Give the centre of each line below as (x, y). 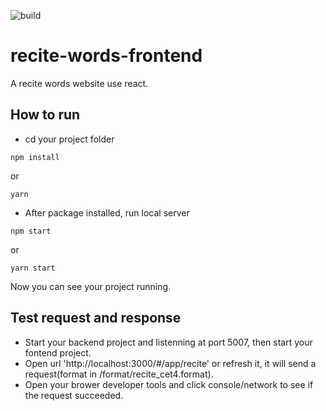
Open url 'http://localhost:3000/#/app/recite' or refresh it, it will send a (170, 363)
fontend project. (58, 352)
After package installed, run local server (107, 212)
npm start (31, 231)
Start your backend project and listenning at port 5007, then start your (168, 342)
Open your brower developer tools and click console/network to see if (169, 384)
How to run (45, 115)
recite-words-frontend (106, 56)
